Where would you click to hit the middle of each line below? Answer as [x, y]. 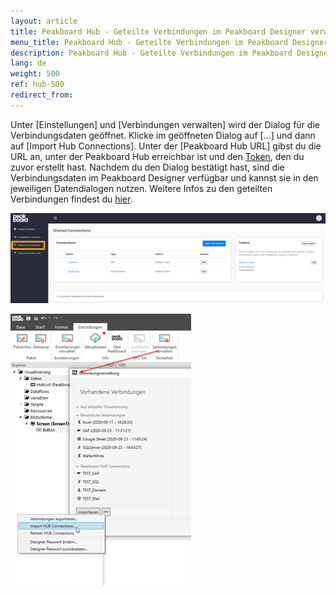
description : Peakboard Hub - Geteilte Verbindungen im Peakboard [151, 53]
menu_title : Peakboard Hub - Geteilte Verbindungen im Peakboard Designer [169, 42]
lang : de [28, 63]
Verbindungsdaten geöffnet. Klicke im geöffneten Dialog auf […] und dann [163, 135]
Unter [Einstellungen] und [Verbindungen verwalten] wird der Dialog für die [165, 124]
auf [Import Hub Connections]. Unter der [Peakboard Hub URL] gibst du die [166, 146]
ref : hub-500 [37, 85]
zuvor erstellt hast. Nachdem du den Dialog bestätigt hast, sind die [147, 167]
